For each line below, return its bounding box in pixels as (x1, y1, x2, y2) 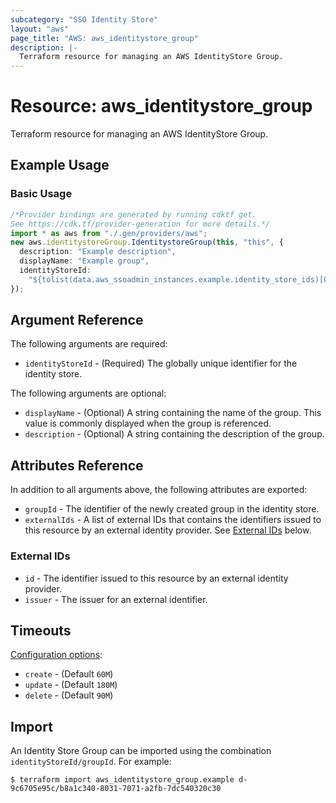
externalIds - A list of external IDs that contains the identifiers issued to (24, 514, 322, 526)
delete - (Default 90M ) (24, 689, 114, 701)
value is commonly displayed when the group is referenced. (24, 417, 272, 430)
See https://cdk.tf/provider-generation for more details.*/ (10, 219, 271, 229)
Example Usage (10, 157, 110, 174)
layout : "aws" (10, 24, 70, 34)
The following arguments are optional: (10, 387, 167, 400)
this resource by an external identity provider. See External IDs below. (24, 524, 312, 536)
